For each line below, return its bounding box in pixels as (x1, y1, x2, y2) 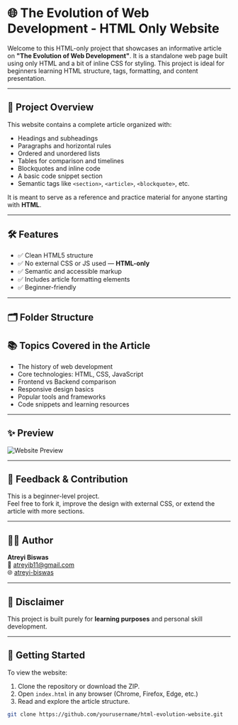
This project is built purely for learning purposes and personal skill (7, 615, 203, 624)
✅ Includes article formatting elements (17, 275, 130, 283)
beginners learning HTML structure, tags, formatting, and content (7, 66, 198, 75)
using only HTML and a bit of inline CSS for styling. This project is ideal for (7, 59, 225, 67)
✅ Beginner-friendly (17, 282, 76, 292)
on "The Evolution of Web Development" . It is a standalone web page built (7, 51, 228, 60)
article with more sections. (7, 507, 85, 516)
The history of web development (17, 362, 113, 370)
